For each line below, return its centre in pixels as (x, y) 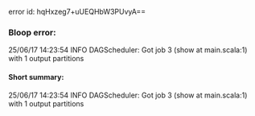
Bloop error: (32, 32)
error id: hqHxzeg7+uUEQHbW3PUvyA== (77, 12)
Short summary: (36, 77)
